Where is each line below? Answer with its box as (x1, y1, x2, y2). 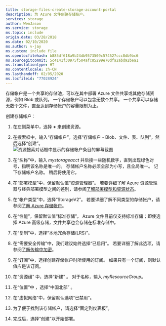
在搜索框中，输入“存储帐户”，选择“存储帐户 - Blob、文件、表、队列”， (12, 134, 156, 140)
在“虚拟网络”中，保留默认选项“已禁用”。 (12, 294, 94, 300)
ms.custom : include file (5, 48, 57, 53)
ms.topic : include (5, 30, 43, 35)
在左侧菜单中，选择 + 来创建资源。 (12, 123, 83, 129)
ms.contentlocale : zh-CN (5, 67, 57, 72)
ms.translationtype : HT (5, 62, 55, 67)
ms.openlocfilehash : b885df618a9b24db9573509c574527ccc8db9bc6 (5, 53, 139, 58)
